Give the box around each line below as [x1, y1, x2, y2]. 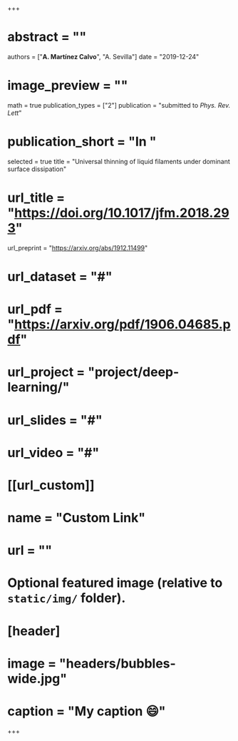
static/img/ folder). [7, 590, 126, 606]
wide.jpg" [7, 670, 68, 687]
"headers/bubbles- [59, 655, 176, 671]
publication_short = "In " [7, 133, 157, 150]
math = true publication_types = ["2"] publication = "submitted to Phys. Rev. [7, 101, 231, 109]
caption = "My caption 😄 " [7, 703, 166, 719]
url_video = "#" [7, 444, 100, 461]
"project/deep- [88, 364, 180, 380]
